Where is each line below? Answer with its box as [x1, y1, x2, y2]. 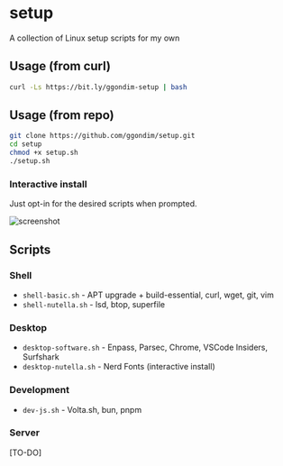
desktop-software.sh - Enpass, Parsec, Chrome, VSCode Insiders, [22, 342, 269, 353]
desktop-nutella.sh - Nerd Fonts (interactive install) [22, 361, 215, 372]
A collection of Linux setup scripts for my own [9, 32, 180, 43]
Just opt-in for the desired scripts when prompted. [9, 198, 197, 209]
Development [9, 384, 70, 397]
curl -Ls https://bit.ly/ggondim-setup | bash [9, 82, 187, 92]
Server [9, 426, 41, 439]
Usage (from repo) [9, 107, 114, 123]
